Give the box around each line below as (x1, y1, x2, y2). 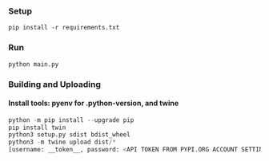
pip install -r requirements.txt (8, 24, 120, 32)
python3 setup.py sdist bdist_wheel (8, 131, 130, 139)
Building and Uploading (8, 78, 102, 89)
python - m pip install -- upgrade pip (8, 116, 134, 124)
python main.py (8, 60, 59, 69)
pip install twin (8, 124, 66, 132)
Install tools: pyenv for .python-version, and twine (8, 98, 179, 108)
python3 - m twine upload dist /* (8, 138, 116, 147)
